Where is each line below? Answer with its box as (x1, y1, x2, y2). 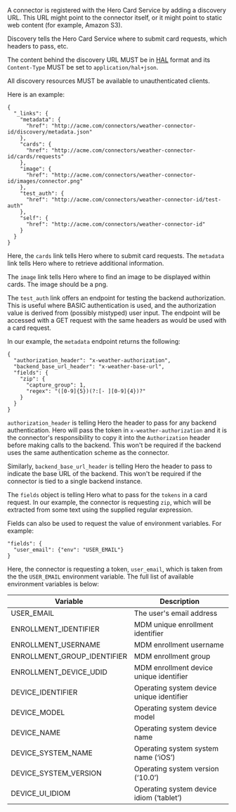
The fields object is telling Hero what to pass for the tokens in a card (7, 491, 207, 498)
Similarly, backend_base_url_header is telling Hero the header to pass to (7, 462, 213, 470)
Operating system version (133, 764, 219, 773)
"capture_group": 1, (25, 382, 86, 389)
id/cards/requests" (7, 153, 65, 160)
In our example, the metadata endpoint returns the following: (7, 337, 181, 345)
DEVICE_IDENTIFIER (11, 688, 78, 697)
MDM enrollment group (133, 652, 211, 661)
